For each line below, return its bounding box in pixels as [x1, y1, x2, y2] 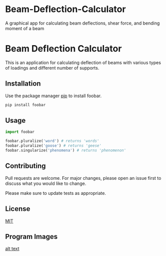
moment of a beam [5, 25, 44, 31]
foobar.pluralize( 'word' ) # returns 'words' [5, 139, 99, 144]
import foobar [5, 129, 35, 135]
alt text [5, 245, 19, 251]
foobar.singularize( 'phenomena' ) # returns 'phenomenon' [5, 148, 126, 153]
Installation [5, 79, 41, 88]
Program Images [5, 232, 58, 241]
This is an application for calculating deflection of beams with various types [5, 59, 161, 66]
